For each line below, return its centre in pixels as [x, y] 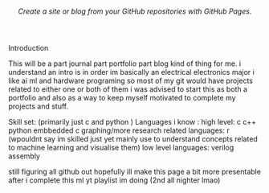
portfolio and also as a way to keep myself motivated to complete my [122, 98]
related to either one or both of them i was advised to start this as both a [128, 89]
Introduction [29, 48]
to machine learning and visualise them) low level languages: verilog [121, 148]
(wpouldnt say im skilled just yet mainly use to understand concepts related [133, 139]
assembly [24, 156]
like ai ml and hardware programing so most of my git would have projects [131, 81]
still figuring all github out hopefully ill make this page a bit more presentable [134, 172]
